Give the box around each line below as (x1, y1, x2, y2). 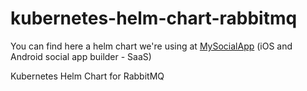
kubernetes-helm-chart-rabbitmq (10, 7, 298, 30)
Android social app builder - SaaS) (10, 50, 152, 62)
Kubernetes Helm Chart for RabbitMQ (10, 70, 165, 82)
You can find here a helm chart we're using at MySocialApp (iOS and (10, 40, 293, 52)
